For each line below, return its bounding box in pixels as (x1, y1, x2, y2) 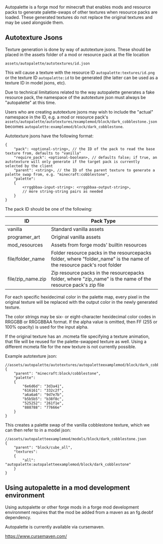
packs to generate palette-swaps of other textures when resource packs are (5, 9, 158, 15)
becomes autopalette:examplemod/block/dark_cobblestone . (5, 123, 124, 129)
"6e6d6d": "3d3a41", (22, 383, 64, 389)
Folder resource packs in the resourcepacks (50, 249, 152, 256)
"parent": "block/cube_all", (14, 445, 73, 450)
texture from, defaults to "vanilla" (5, 150, 81, 156)
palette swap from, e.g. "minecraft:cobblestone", (5, 172, 110, 177)
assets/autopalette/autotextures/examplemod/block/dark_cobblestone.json (5, 119, 158, 124)
